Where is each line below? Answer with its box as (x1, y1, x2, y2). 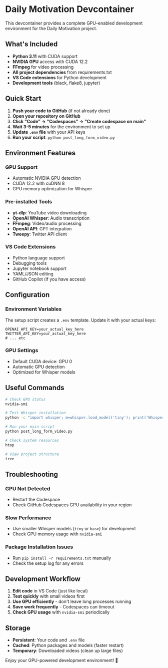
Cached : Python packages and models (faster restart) (12, 642, 124, 648)
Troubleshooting (5, 470, 58, 479)
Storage (5, 623, 31, 632)
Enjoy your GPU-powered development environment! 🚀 (5, 657, 118, 663)
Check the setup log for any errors (12, 560, 84, 566)
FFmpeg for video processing (12, 64, 74, 70)
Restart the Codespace (12, 497, 60, 503)
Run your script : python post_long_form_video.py (12, 134, 115, 140)
